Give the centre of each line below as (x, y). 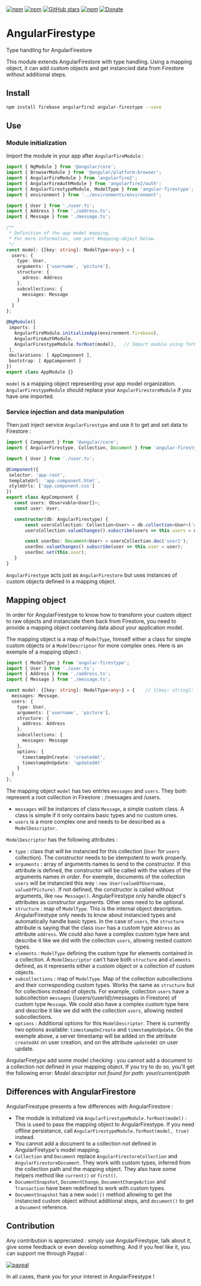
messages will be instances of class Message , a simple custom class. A (99, 809)
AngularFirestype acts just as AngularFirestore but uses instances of (92, 575)
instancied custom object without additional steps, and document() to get (104, 1201)
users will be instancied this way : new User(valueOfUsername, (90, 883)
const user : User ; (37, 508)
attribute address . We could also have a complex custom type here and (102, 934)
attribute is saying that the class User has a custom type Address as (98, 928)
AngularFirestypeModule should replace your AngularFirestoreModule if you (99, 390)
